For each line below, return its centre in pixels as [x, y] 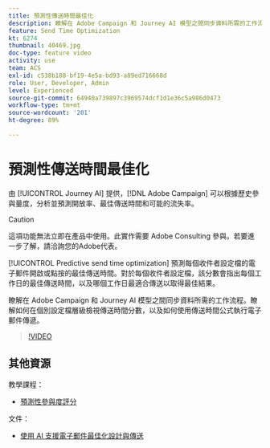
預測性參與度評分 [48, 401]
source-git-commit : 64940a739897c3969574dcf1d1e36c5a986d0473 [115, 98]
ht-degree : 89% [34, 120]
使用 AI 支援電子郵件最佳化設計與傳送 [82, 435]
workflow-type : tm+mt [45, 105]
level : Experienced [41, 90]
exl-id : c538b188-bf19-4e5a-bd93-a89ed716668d [88, 75]
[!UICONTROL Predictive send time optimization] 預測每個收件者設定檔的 [129, 263]
